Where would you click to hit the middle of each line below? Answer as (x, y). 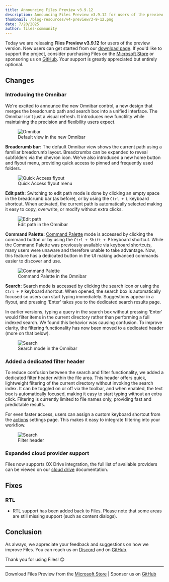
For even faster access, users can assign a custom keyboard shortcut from (83, 414)
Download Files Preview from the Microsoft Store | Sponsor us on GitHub (81, 574)
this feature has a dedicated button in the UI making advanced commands (82, 255)
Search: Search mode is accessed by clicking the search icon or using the (82, 286)
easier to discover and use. (33, 261)
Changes (20, 81)
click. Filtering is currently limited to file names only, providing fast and (78, 399)
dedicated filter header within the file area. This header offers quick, (76, 378)
